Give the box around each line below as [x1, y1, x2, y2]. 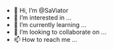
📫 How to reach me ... [13, 36, 77, 43]
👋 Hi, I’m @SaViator [13, 7, 68, 14]
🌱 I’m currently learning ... [13, 21, 87, 28]
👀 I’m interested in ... [13, 14, 72, 22]
